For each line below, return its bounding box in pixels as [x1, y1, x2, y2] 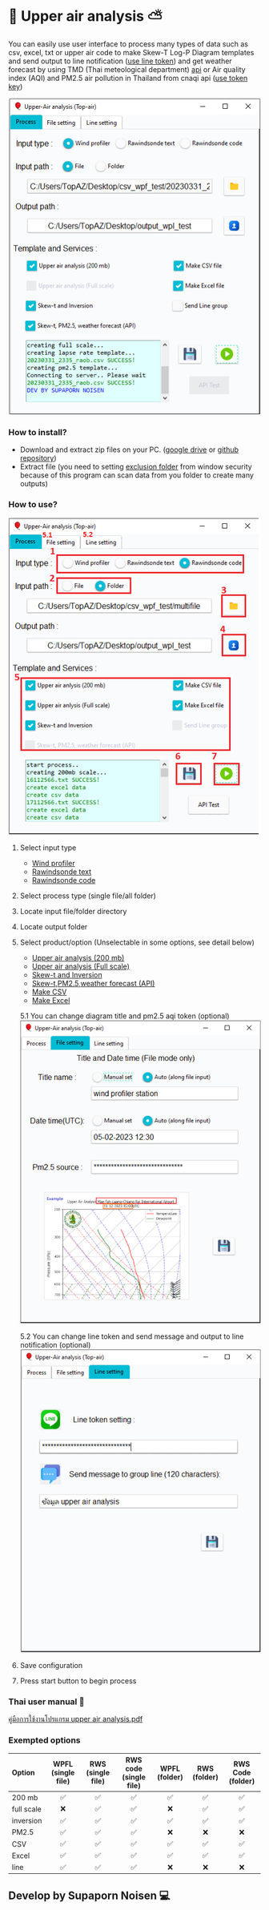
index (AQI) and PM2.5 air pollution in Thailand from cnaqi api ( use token [8, 73, 248, 83]
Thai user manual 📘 [8, 1696, 85, 1707]
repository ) [19, 453, 58, 462]
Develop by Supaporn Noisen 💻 [8, 1889, 171, 1903]
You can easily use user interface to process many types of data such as [8, 38, 248, 49]
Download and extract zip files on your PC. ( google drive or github [19, 445, 239, 454]
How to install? [8, 426, 67, 437]
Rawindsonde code [31, 876, 96, 884]
